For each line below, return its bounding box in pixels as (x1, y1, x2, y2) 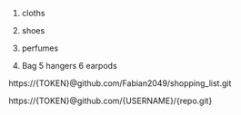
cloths (21, 8, 45, 18)
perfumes (21, 43, 59, 53)
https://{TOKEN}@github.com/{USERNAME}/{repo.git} (8, 95, 213, 106)
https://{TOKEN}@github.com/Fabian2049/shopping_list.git (8, 78, 232, 89)
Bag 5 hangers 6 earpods (21, 61, 117, 71)
